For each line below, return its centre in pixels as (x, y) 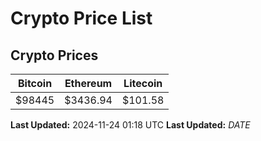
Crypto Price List (81, 18)
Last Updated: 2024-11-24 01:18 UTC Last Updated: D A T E (130, 125)
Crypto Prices (54, 55)
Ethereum (88, 83)
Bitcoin (35, 83)
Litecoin (143, 83)
